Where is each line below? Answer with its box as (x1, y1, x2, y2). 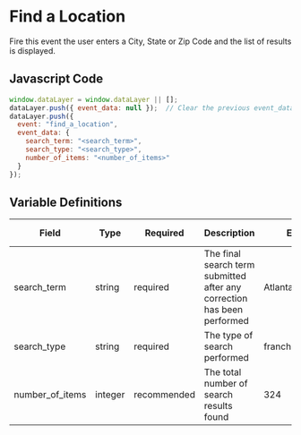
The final (203, 248, 242, 260)
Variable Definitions (9, 194, 123, 209)
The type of (203, 329, 254, 342)
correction (203, 293, 248, 305)
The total (203, 366, 242, 379)
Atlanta (263, 281, 294, 294)
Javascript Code (9, 72, 104, 87)
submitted (203, 270, 246, 283)
